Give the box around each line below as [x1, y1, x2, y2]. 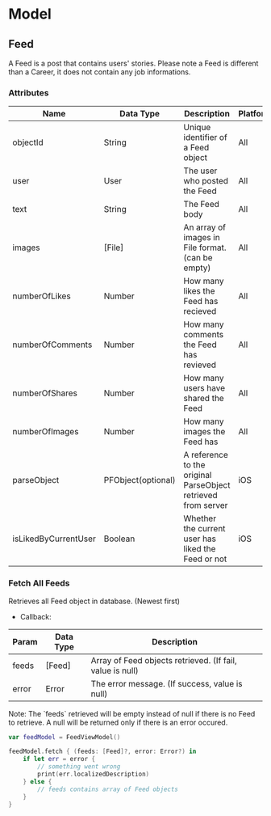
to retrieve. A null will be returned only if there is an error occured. [8, 717, 228, 727]
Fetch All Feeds [8, 577, 70, 589]
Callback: [19, 611, 52, 621]
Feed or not [183, 553, 227, 564]
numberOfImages [12, 426, 79, 438]
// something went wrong [37, 763, 121, 771]
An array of [183, 222, 226, 233]
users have [183, 383, 226, 394]
